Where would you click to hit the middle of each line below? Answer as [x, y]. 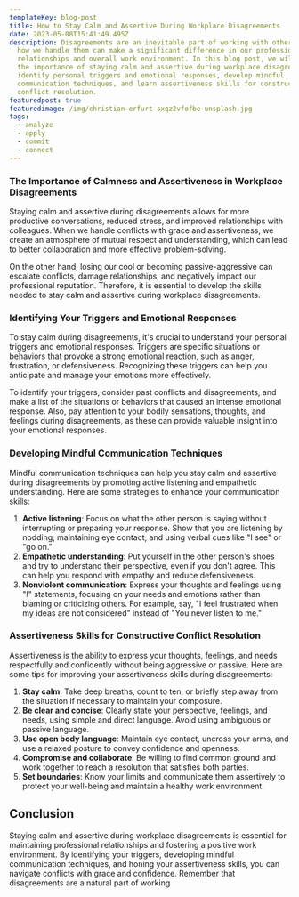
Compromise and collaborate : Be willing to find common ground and [149, 757]
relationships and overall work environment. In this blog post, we [147, 59]
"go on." [37, 546]
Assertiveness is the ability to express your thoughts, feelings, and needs [143, 655]
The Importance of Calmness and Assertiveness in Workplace [146, 181]
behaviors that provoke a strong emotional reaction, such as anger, [132, 356]
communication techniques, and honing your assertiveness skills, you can [145, 863]
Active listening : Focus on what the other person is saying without [144, 518]
